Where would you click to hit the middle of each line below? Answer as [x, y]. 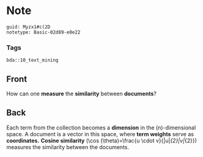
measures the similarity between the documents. [68, 147]
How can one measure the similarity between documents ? [82, 94]
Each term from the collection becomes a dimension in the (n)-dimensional [101, 127]
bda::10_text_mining [33, 60]
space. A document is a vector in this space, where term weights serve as [100, 134]
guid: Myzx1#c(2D [28, 27]
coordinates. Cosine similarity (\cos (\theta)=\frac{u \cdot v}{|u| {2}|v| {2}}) [102, 141]
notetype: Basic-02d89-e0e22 [43, 32]
